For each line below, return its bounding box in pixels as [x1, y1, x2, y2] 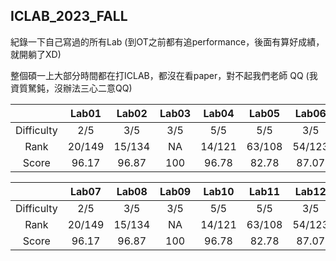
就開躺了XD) [10, 48, 62, 60]
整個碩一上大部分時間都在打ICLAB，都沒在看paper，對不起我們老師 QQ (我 [10, 69, 318, 81]
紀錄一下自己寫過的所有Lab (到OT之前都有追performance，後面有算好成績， [10, 35, 325, 48]
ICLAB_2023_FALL [10, 8, 128, 25]
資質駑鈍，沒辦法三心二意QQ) [10, 82, 133, 94]
